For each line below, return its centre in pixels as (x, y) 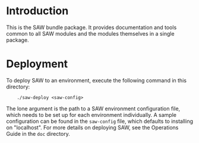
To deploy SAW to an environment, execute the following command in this (97, 80)
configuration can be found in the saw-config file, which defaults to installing (100, 121)
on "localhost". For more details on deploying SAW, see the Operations (92, 127)
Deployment (37, 64)
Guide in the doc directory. (38, 134)
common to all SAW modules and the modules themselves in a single (90, 33)
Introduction (37, 11)
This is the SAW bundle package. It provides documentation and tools (91, 27)
